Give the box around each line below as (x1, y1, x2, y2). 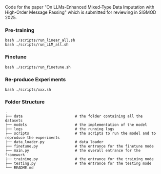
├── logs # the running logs (5, 127, 115, 132)
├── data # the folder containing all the (5, 114, 143, 119)
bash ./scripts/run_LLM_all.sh (5, 42, 69, 47)
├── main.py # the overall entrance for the (5, 148, 141, 153)
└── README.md (5, 165, 34, 171)
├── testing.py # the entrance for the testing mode (5, 161, 152, 166)
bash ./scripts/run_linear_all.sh (5, 38, 76, 43)
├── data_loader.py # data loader (5, 140, 104, 145)
